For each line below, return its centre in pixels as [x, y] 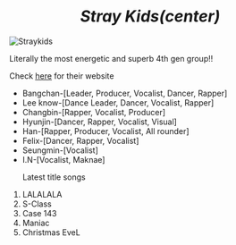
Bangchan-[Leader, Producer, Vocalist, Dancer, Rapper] [125, 93]
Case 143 [39, 213]
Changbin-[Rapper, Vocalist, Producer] [94, 112]
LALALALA [42, 194]
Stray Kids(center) [150, 17]
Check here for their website [62, 76]
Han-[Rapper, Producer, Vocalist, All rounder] [105, 131]
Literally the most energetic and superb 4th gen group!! [111, 58]
